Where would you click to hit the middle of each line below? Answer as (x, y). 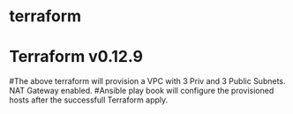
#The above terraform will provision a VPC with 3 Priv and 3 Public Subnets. (147, 81)
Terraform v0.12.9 (76, 57)
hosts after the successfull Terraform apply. (89, 100)
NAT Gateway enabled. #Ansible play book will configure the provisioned (142, 91)
